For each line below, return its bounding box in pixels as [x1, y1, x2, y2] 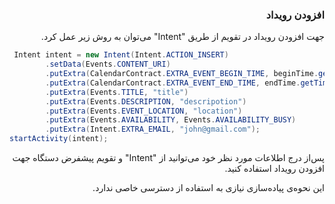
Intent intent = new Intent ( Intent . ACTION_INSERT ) [13, 50, 229, 60]
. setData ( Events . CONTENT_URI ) [45, 59, 171, 70]
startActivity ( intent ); [9, 134, 109, 144]
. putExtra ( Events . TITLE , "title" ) [45, 87, 189, 97]
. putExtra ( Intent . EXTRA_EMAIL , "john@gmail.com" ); [45, 124, 261, 135]
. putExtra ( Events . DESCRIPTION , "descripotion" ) [45, 96, 247, 107]
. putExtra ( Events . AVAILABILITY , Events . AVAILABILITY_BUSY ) [45, 115, 297, 125]
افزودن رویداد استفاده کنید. [224, 163, 325, 175]
